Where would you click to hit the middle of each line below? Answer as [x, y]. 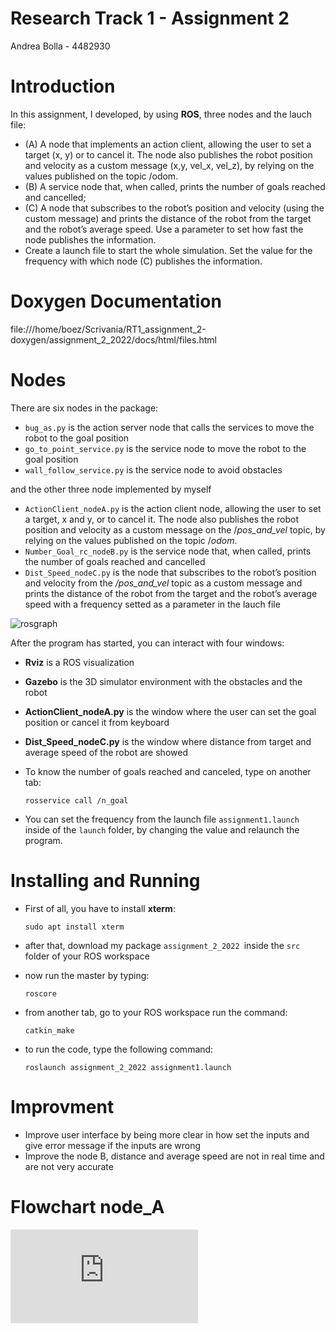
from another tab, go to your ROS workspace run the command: [156, 1012]
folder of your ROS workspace [87, 956]
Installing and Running [105, 880]
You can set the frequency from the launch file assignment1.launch [162, 819]
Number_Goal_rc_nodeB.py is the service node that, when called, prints [168, 551]
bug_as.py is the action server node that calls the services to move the [169, 427]
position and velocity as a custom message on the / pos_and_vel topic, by [175, 529]
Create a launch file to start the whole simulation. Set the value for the [168, 250]
